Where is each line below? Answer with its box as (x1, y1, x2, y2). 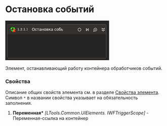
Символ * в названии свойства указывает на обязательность (5, 95, 138, 101)
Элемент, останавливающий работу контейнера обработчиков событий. (5, 65, 163, 71)
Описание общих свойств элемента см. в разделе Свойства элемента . (5, 90, 159, 96)
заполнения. (5, 100, 32, 106)
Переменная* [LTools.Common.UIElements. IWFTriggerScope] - (12, 110, 149, 116)
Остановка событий (5, 4, 95, 15)
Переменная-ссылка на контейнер (12, 115, 89, 121)
